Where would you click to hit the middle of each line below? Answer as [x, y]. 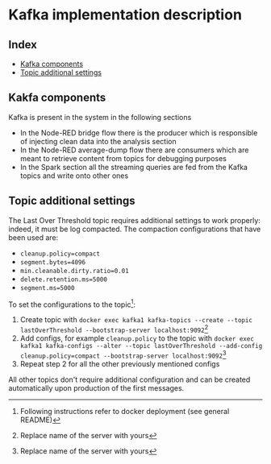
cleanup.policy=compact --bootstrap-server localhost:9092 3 [123, 354]
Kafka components [51, 64]
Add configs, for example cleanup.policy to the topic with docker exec [137, 338]
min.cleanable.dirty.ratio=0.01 [74, 271]
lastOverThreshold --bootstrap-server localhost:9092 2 [114, 329]
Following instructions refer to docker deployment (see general [125, 411]
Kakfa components [57, 98]
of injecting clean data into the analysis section [98, 141]
